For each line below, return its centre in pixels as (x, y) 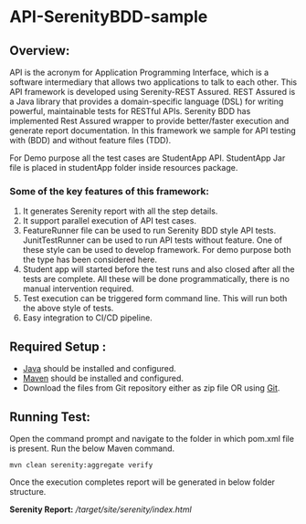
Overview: (40, 51)
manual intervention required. (78, 288)
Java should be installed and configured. (99, 369)
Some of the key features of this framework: (110, 191)
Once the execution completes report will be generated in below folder (142, 482)
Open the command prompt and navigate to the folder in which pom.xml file (152, 438)
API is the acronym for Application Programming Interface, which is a (139, 72)
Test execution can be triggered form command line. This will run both (155, 299)
